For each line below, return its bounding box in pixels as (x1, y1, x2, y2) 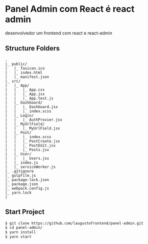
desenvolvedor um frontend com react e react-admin (5, 30, 113, 36)
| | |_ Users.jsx (5, 156, 49, 161)
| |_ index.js (5, 160, 38, 165)
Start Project (5, 208, 45, 216)
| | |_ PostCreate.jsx (5, 139, 60, 144)
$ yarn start (5, 234, 32, 240)
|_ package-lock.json (5, 177, 49, 182)
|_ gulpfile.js (5, 173, 36, 178)
